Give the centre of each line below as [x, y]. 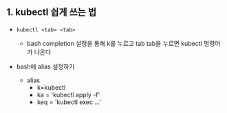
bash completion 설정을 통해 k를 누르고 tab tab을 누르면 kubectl [114, 43]
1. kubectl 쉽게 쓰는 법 [52, 12]
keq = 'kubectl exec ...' [69, 102]
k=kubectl [51, 87]
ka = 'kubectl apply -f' [68, 95]
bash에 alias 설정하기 [45, 66]
